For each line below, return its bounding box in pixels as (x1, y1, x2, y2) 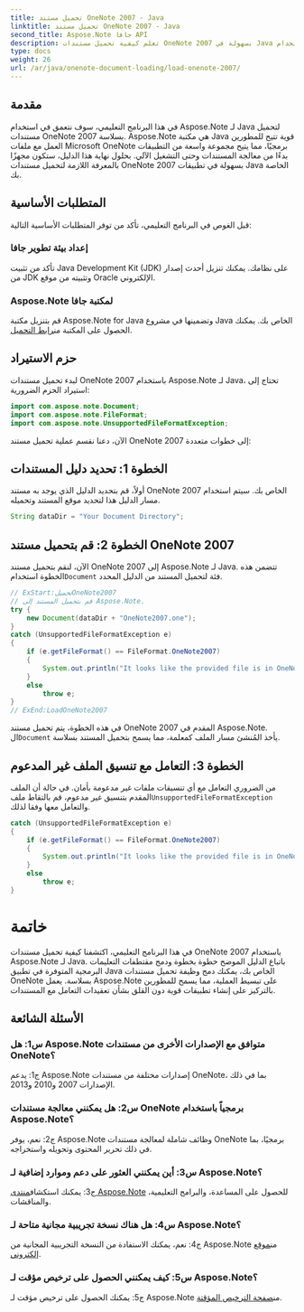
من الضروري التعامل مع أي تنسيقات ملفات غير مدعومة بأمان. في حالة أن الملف (10, 782, 276, 792)
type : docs (10, 47, 51, 56)
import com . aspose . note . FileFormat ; (10, 410, 148, 419)
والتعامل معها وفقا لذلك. (10, 801, 91, 811)
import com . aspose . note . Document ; (10, 401, 141, 411)
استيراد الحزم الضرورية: (10, 384, 90, 395)
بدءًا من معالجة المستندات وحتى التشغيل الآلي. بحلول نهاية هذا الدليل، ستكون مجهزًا (10, 150, 289, 161)
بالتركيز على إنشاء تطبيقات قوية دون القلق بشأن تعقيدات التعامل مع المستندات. (10, 984, 276, 995)
